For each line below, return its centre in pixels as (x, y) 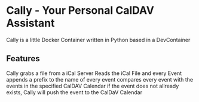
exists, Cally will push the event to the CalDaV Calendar (74, 92)
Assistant (30, 23)
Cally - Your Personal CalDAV (80, 10)
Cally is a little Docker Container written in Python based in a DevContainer (98, 40)
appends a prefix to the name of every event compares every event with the (99, 79)
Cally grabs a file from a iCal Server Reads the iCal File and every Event (94, 73)
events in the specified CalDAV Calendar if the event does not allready (93, 86)
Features (23, 58)
